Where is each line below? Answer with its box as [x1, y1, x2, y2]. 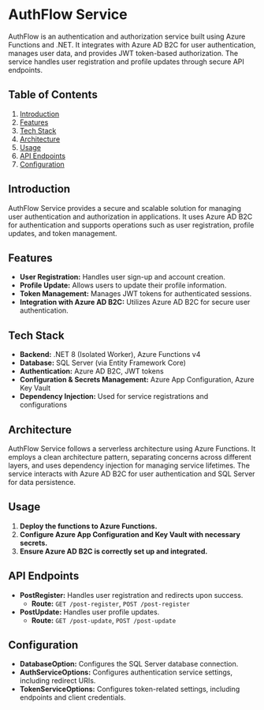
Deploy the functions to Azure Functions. [19, 521, 158, 531]
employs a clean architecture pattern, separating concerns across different [8, 453, 252, 461]
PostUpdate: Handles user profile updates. [19, 607, 160, 617]
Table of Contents [8, 88, 99, 102]
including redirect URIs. [19, 676, 96, 686]
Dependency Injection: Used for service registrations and [19, 392, 209, 401]
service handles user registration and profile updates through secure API [8, 57, 244, 66]
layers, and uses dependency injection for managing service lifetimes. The [8, 460, 251, 470]
